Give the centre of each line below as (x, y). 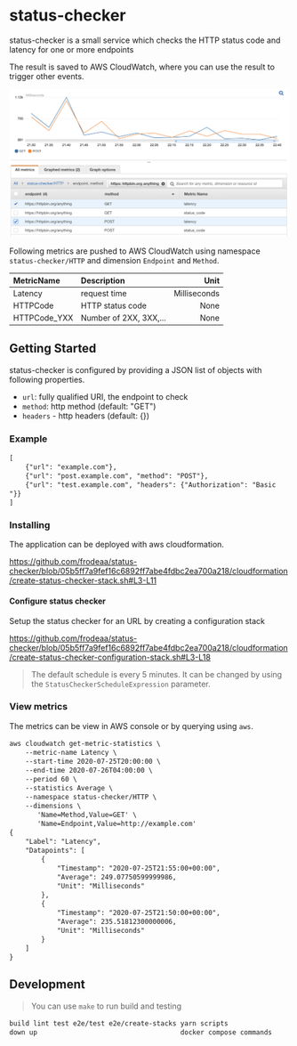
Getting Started (53, 349)
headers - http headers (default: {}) (85, 416)
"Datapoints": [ (56, 850)
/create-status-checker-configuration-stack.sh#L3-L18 (110, 657)
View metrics (39, 707)
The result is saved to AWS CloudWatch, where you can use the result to (142, 67)
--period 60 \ (51, 779)
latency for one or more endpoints (72, 49)
